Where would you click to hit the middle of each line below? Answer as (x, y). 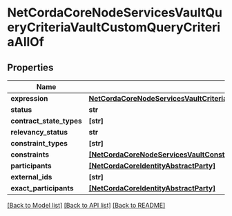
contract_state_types (46, 121)
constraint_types (39, 143)
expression (29, 98)
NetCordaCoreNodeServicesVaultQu (115, 13)
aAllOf (26, 42)
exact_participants (42, 188)
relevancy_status (39, 132)
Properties (30, 67)
